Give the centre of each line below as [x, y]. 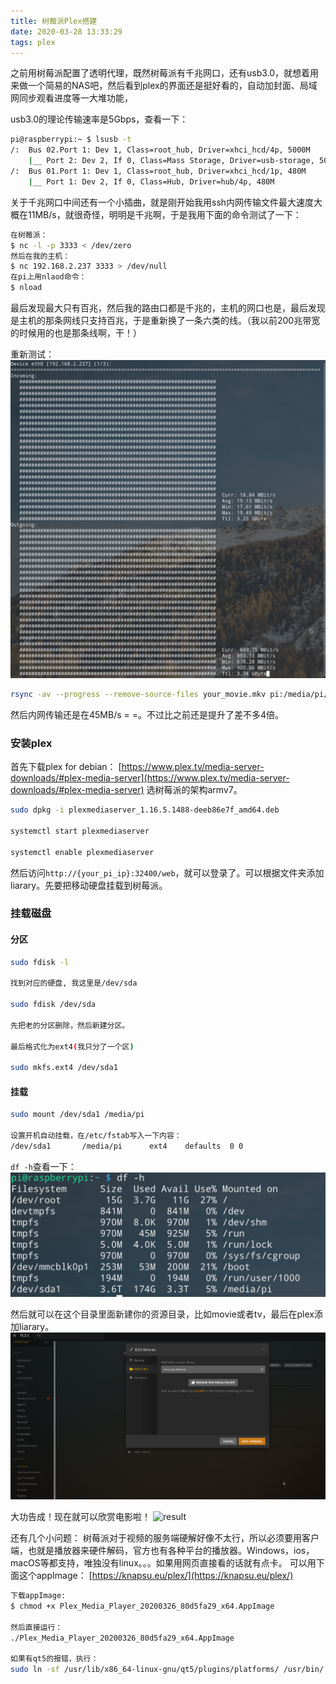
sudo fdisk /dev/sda [53, 1005]
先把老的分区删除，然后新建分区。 [70, 1025]
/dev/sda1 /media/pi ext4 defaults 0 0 [127, 1146]
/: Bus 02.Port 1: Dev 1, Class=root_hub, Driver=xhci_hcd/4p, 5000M [160, 150]
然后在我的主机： [40, 256]
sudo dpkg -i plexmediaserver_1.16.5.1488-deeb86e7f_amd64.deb [145, 810]
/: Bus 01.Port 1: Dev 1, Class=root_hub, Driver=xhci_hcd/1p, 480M [158, 171]
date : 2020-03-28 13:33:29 [66, 31]
